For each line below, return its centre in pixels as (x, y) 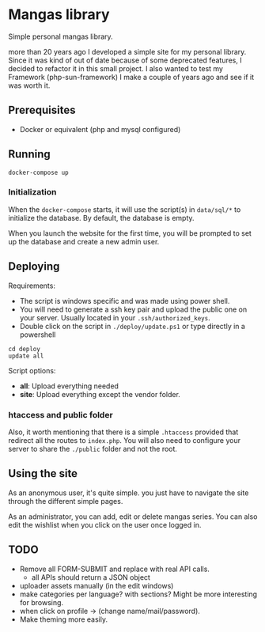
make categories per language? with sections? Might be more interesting (138, 594)
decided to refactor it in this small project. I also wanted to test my (116, 68)
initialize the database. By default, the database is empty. (102, 218)
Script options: (32, 370)
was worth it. (29, 85)
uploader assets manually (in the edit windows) (97, 585)
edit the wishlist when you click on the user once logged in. (105, 524)
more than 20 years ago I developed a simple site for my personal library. (127, 51)
